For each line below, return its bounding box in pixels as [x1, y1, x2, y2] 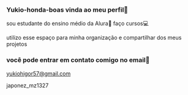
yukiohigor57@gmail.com [6, 70, 71, 77]
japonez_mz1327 [6, 82, 49, 89]
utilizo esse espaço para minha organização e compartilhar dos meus [6, 34, 182, 42]
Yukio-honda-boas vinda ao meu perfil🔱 [6, 6, 129, 14]
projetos [6, 40, 28, 48]
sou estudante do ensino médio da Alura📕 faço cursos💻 [6, 20, 149, 27]
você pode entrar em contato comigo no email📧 [6, 56, 150, 64]
